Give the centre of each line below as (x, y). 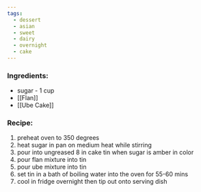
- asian (24, 26)
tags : (15, 13)
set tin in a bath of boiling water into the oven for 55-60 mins (103, 174)
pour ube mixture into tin (52, 167)
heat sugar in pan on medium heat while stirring (84, 145)
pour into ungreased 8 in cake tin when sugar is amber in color (105, 152)
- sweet (24, 33)
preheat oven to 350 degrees (58, 138)
